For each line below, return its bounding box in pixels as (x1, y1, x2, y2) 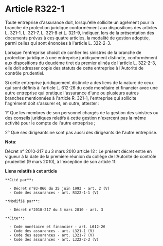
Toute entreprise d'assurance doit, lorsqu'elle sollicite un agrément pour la (5, 19, 154, 25)
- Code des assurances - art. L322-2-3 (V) (9, 237, 99, 242)
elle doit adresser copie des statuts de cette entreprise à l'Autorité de (5, 65, 144, 71)
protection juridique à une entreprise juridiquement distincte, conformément (5, 54, 157, 60)
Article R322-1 (5, 3, 65, 15)
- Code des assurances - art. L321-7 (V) (9, 232, 95, 238)
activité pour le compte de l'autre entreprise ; (5, 120, 96, 126)
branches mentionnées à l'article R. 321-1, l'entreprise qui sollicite (5, 95, 137, 101)
